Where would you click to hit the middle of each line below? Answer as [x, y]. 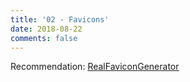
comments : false [44, 38]
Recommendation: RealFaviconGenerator [95, 67]
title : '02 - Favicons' [60, 19]
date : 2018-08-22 [46, 29]
